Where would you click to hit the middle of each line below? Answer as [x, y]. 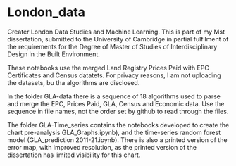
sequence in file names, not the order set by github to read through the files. [118, 111]
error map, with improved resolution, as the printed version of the [102, 147]
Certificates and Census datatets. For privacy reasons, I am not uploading [114, 75]
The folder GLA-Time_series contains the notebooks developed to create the [118, 124]
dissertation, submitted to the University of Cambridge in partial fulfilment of [118, 39]
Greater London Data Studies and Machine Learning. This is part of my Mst [116, 32]
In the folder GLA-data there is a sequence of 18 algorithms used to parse [114, 96]
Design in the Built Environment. [54, 54]
